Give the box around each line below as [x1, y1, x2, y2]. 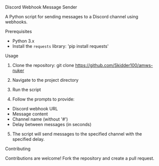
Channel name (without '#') [12, 116, 68, 122]
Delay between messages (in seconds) [12, 122, 92, 127]
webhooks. [5, 19, 28, 25]
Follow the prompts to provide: [12, 96, 75, 102]
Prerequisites [5, 29, 32, 34]
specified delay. [12, 136, 45, 142]
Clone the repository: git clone [12, 63, 74, 68]
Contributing [5, 146, 31, 152]
